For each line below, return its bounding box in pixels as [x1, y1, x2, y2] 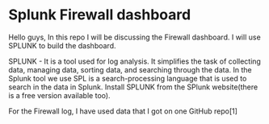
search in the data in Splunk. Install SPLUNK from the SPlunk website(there [8, 82, 258, 92]
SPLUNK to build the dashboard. [8, 40, 116, 50]
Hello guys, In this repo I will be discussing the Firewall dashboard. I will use [8, 32, 261, 42]
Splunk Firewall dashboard [8, 6, 191, 24]
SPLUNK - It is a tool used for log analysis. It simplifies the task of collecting [8, 56, 261, 66]
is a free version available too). [8, 90, 111, 100]
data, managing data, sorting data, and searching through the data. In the [8, 64, 252, 74]
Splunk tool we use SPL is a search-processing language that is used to [8, 73, 247, 83]
